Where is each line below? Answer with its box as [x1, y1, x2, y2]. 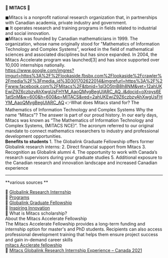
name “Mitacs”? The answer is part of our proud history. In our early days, [5, 112, 158, 118]
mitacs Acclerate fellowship [5, 242, 62, 248]
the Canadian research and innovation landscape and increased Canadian [5, 160, 157, 166]
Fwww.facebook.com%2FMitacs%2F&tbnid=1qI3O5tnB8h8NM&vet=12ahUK [5, 83, 162, 89]
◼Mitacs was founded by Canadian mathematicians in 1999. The [5, 35, 138, 41]
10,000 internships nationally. [5, 62, 66, 68]
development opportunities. [5, 133, 62, 139]
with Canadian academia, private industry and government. [5, 20, 127, 25]
